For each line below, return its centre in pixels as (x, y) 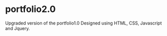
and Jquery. (17, 28)
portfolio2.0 (30, 9)
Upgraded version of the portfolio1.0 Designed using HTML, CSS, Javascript (83, 23)
